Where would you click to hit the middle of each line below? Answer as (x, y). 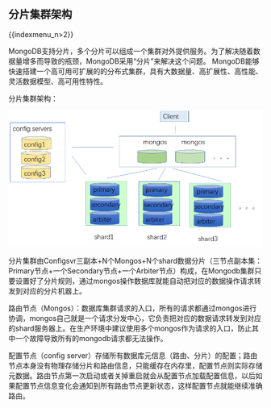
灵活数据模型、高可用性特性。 (58, 81)
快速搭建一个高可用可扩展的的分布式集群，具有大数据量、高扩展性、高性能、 (135, 71)
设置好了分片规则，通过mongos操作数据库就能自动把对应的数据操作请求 (135, 281)
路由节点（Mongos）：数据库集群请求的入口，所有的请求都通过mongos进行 (132, 308)
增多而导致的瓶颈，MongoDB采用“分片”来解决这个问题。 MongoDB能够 (141, 61)
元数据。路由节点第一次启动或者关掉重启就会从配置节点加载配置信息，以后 (132, 375)
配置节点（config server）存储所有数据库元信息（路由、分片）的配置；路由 (133, 355)
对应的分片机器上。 (54, 291)
